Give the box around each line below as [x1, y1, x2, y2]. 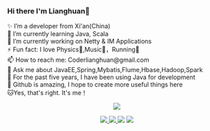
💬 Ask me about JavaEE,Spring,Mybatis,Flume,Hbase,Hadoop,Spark [7, 66, 203, 74]
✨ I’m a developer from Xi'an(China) [7, 22, 111, 30]
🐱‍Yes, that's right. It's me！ [7, 89, 88, 97]
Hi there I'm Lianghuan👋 [7, 6, 90, 16]
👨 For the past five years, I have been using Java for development [7, 73, 196, 82]
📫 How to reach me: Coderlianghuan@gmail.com [7, 55, 150, 64]
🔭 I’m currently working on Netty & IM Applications [7, 37, 152, 46]
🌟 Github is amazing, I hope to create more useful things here [7, 80, 183, 89]
